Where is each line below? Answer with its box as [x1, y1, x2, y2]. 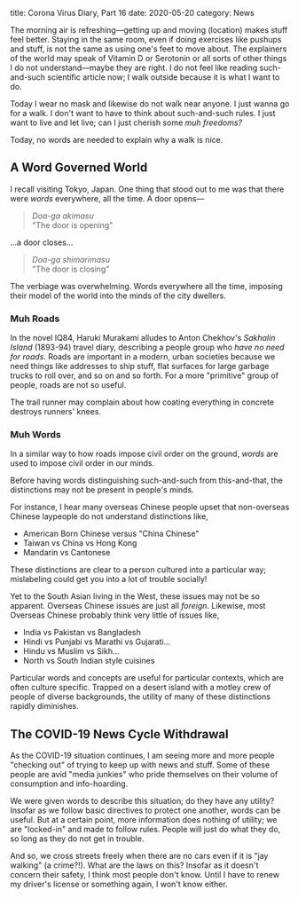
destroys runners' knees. [10, 406, 101, 417]
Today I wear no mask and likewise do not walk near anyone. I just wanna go [10, 98, 290, 109]
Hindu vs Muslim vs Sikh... [22, 646, 120, 657]
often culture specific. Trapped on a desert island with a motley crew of [10, 682, 271, 693]
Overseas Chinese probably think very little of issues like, [10, 610, 220, 620]
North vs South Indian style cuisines [22, 656, 155, 666]
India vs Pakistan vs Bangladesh [22, 627, 141, 638]
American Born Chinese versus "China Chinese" [22, 528, 200, 540]
